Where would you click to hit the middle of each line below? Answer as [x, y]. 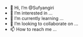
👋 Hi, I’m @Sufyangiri [32, 8]
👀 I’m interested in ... [31, 13]
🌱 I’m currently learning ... [37, 18]
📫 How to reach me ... [33, 29]
